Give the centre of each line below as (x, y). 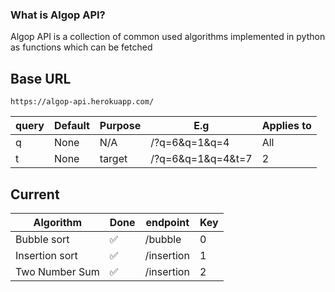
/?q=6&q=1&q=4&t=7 (201, 159)
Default (71, 126)
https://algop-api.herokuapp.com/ (82, 102)
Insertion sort (46, 255)
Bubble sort (42, 239)
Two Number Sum (57, 271)
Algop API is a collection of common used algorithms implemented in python (168, 37)
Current (35, 194)
